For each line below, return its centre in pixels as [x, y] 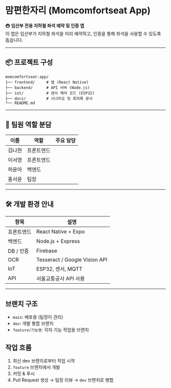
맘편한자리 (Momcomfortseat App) [78, 10]
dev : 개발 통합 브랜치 [33, 324]
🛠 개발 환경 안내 [30, 204]
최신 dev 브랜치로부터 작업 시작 [44, 361]
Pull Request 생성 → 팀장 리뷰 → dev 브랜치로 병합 [63, 380]
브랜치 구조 [22, 304]
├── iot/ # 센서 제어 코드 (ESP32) [50, 93]
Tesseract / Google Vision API [72, 260]
